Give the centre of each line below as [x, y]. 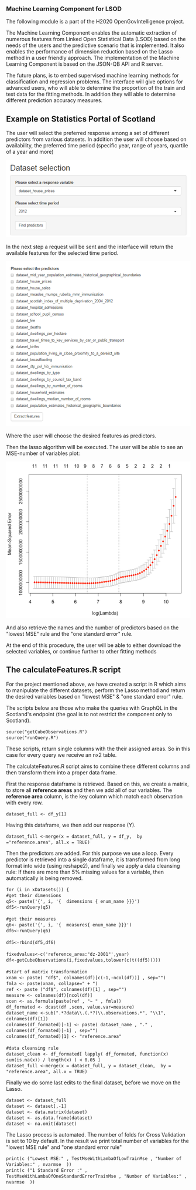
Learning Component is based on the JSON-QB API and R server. [85, 64]
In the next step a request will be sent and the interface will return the [90, 247]
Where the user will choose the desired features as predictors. [81, 436]
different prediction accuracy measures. [54, 100]
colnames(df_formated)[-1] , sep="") [52, 1030]
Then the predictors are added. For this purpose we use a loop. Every [90, 853]
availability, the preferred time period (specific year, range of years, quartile [97, 146]
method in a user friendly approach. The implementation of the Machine [93, 58]
